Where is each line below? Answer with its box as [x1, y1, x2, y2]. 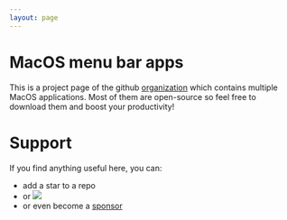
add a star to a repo [22, 179, 97, 190]
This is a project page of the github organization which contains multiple [9, 82, 278, 93]
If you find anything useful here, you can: [9, 162, 162, 173]
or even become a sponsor [22, 200, 124, 211]
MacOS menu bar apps [9, 51, 184, 72]
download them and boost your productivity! [9, 101, 175, 112]
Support [9, 133, 72, 153]
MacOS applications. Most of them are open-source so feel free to [9, 91, 257, 102]
